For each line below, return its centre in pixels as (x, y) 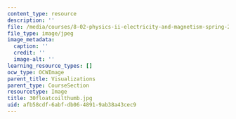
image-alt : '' (34, 59)
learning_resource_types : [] (50, 66)
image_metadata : (31, 40)
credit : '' (29, 53)
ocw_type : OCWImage (36, 72)
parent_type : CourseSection (48, 85)
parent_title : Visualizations (52, 79)
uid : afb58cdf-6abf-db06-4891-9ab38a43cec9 (72, 105)
